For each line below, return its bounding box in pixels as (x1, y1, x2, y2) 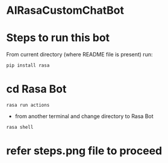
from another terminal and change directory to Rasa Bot (14, 113, 154, 120)
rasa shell (6, 124, 34, 131)
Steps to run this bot (6, 31, 110, 45)
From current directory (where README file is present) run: (6, 51, 153, 58)
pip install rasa (6, 62, 50, 69)
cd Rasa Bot (6, 82, 67, 96)
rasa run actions (6, 102, 50, 108)
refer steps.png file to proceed (6, 144, 163, 158)
